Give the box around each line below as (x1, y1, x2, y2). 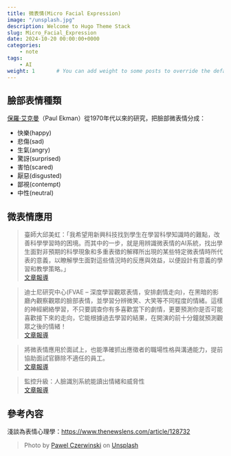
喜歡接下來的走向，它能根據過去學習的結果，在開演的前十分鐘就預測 (23, 314, 217, 322)
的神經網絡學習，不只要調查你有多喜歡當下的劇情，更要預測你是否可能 (23, 305, 223, 313)
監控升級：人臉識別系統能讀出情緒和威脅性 (23, 377, 145, 385)
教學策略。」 (36, 265, 70, 273)
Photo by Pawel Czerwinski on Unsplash (23, 441, 139, 449)
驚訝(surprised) (16, 155, 61, 163)
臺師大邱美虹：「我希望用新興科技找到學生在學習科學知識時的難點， (23, 231, 214, 239)
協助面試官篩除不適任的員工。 (23, 354, 109, 363)
